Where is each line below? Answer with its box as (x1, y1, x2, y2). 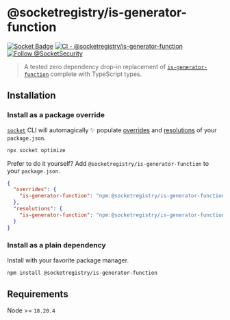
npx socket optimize (7, 147, 66, 153)
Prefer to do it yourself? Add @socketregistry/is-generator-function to (7, 159, 209, 167)
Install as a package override (7, 110, 105, 120)
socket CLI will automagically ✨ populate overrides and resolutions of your (7, 125, 217, 134)
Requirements (7, 288, 68, 300)
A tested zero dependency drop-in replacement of (23, 62, 166, 71)
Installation (7, 90, 56, 101)
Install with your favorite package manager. (7, 256, 129, 264)
